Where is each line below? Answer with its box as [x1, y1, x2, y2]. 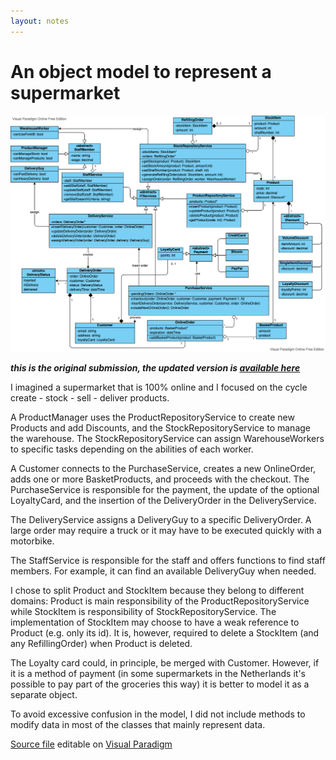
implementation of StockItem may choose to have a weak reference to [10, 616, 300, 629]
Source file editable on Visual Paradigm [10, 738, 173, 750]
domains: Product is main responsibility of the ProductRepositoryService [10, 595, 310, 607]
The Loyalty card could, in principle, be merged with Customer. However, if [10, 657, 320, 669]
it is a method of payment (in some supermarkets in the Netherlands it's [10, 668, 306, 680]
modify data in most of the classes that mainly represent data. [10, 719, 266, 731]
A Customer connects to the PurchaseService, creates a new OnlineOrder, [10, 463, 317, 475]
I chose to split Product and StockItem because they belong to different [10, 585, 305, 597]
